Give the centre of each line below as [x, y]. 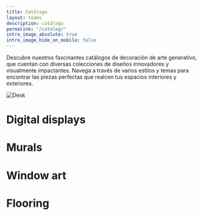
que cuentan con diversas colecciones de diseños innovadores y [88, 64]
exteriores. [20, 83]
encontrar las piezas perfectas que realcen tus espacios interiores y [91, 77]
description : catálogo [35, 23]
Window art [36, 176]
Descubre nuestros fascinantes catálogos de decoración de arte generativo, [102, 57]
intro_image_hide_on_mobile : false [51, 40]
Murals [24, 148]
